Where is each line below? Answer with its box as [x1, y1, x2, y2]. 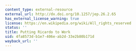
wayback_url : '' [5, 39, 38, 44]
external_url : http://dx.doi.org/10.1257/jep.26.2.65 [5, 12, 117, 17]
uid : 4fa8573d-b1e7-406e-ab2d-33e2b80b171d [5, 34, 95, 39]
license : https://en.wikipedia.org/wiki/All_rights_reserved [5, 20, 132, 26]
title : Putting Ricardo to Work [5, 30, 70, 34]
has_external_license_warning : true [5, 16, 79, 21]
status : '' [5, 25, 27, 30]
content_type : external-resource [5, 7, 73, 12]
